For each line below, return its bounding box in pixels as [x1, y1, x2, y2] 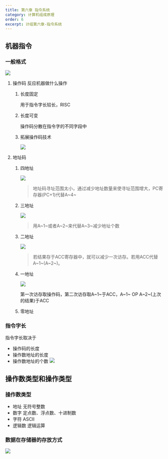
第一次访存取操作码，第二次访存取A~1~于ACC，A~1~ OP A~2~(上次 [20, 291, 161, 297]
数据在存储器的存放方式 [5, 436, 62, 443]
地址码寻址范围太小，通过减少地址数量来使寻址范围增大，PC [32, 185, 159, 191]
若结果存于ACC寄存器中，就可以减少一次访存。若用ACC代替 [32, 254, 158, 260]
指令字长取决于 [5, 335, 36, 341]
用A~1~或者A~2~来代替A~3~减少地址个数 [32, 223, 120, 229]
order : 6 [5, 17, 24, 22]
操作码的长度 [12, 345, 39, 351]
